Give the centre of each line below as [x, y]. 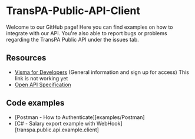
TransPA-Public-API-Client [73, 11]
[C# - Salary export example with [55, 123]
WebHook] [109, 123]
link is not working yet [41, 78]
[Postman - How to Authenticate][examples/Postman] [80, 117]
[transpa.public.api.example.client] [57, 130]
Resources [26, 58]
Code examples [35, 103]
